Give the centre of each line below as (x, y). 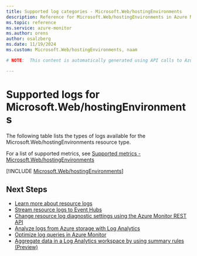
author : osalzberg (28, 39)
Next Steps (27, 189)
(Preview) (26, 247)
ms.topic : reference (31, 22)
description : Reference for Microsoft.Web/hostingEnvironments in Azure (97, 17)
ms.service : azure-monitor (39, 28)
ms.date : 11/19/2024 (31, 45)
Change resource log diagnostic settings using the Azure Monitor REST (101, 216)
